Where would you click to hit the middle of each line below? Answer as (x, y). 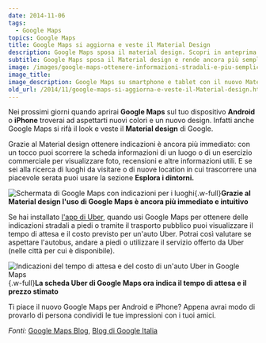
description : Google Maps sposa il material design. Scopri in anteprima (133, 52)
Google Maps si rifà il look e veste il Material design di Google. (111, 129)
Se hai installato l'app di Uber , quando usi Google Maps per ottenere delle (128, 217)
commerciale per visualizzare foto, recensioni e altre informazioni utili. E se (130, 161)
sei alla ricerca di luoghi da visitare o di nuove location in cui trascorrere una (133, 170)
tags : (17, 23)
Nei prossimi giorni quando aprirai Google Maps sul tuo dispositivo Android (132, 112)
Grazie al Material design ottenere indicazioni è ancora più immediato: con (129, 145)
